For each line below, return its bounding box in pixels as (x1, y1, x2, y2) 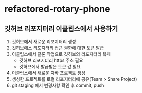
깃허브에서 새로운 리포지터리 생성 (11, 39, 76, 44)
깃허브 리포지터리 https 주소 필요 (19, 57, 83, 63)
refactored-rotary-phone (4, 3, 110, 15)
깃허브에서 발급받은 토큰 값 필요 (19, 64, 81, 69)
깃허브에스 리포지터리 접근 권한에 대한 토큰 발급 (11, 45, 104, 51)
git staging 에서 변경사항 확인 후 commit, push (11, 82, 104, 88)
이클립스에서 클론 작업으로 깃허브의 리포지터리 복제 (11, 51, 111, 57)
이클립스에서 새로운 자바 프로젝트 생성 (11, 70, 86, 76)
